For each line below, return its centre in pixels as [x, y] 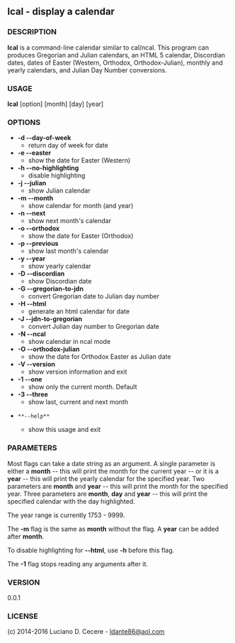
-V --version [36, 364]
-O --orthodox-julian [48, 349]
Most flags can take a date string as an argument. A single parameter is [111, 463]
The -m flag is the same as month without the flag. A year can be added [113, 529]
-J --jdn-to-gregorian [50, 319]
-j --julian [32, 183]
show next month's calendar [70, 221]
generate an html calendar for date [79, 311]
